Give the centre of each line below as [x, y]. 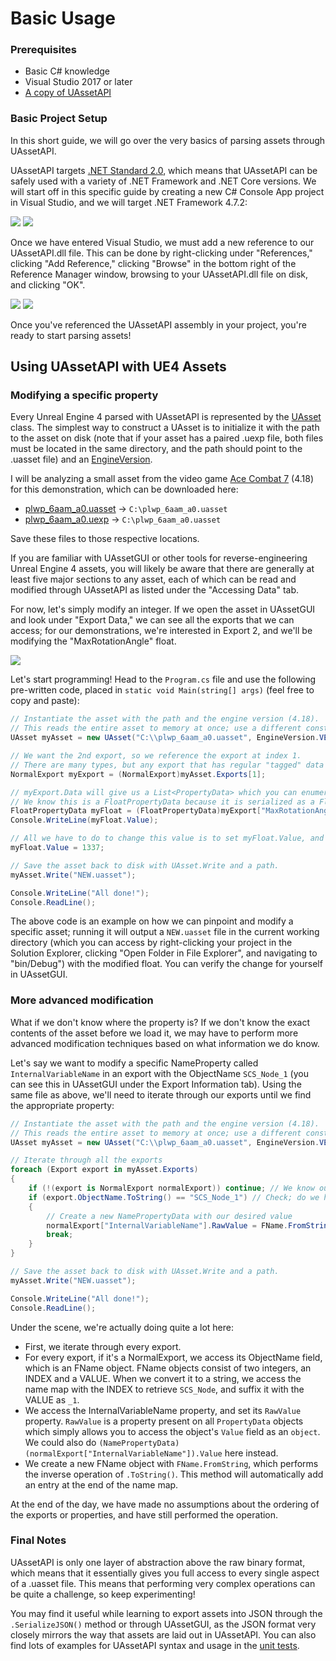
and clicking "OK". [48, 284]
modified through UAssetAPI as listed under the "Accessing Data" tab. [155, 590]
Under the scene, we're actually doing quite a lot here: [122, 1327]
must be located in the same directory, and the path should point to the [156, 449]
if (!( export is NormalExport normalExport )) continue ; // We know [171, 1188]
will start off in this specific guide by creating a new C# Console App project [167, 191]
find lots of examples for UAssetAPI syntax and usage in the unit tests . [155, 1645]
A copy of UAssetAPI [68, 93]
